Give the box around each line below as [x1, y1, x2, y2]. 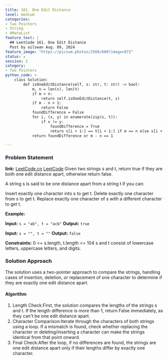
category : [5, 63, 26, 68]
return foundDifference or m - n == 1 [32, 133, 113, 138]
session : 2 [5, 59, 28, 64]
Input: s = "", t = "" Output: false [5, 230, 81, 236]
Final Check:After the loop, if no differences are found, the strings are [12, 339, 156, 346]
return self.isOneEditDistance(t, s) [41, 96, 120, 101]
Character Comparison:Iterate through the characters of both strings [12, 318, 154, 324]
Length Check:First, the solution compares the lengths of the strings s [12, 302, 157, 308]
